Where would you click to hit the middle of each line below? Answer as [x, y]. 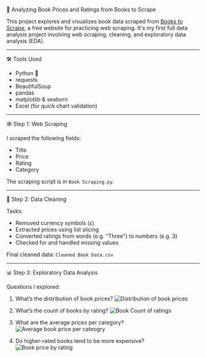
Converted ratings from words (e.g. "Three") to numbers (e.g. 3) [96, 236]
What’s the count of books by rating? [62, 311]
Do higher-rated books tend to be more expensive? [80, 341]
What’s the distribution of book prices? [64, 299]
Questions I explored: [33, 287]
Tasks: [15, 211]
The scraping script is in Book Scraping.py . [60, 182]
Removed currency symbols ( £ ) [55, 223]
